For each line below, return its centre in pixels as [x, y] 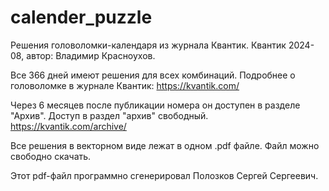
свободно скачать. [51, 156]
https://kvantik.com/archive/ [68, 126]
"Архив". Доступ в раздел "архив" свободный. [109, 115]
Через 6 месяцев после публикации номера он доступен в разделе [155, 105]
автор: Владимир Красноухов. [91, 55]
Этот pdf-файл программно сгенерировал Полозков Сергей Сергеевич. [164, 175]
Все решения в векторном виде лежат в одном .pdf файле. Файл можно [165, 145]
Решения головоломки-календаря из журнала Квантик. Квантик [148, 45]
